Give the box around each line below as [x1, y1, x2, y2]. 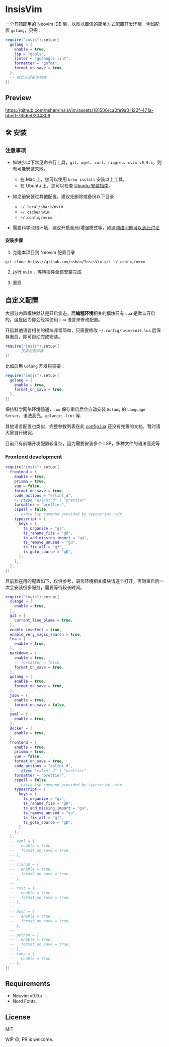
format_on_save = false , [14, 702, 66, 707]
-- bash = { [10, 909, 35, 914]
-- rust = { [10, 885, 35, 890]
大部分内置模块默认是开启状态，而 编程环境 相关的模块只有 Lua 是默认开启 [5, 310, 156, 316]
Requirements [5, 979, 50, 988]
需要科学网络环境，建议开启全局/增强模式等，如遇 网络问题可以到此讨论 [12, 225, 160, 231]
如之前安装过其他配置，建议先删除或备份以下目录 [12, 194, 114, 200]
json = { [10, 693, 28, 698]
